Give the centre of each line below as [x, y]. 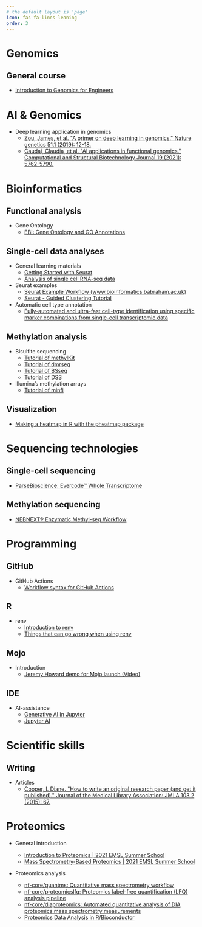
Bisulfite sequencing [41, 351]
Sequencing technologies [72, 448]
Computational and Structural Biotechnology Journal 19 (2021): [103, 158]
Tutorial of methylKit [49, 358]
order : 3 [17, 23]
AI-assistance [32, 708]
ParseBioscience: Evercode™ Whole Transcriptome [79, 485]
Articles [25, 783]
